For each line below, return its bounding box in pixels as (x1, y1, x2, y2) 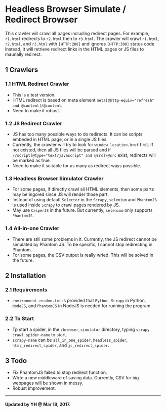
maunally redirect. (5, 51, 42, 57)
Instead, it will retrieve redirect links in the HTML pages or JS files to (5, 46, 144, 52)
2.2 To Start (5, 315, 34, 322)
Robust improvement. (12, 385, 56, 391)
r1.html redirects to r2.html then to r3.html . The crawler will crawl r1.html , (5, 36, 159, 42)
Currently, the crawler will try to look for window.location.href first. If (12, 141, 154, 147)
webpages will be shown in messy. (12, 380, 83, 386)
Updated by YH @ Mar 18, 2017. (5, 401, 71, 407)
